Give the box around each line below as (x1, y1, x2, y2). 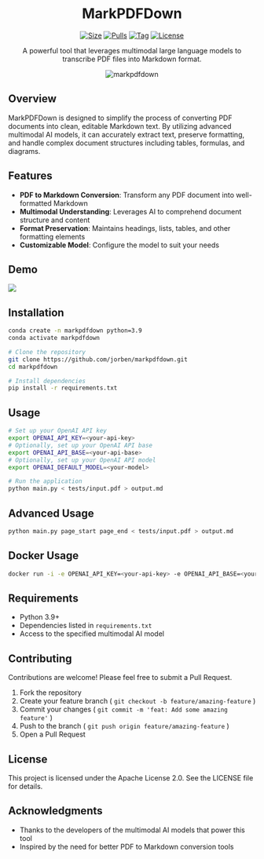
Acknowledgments (8, 804, 104, 817)
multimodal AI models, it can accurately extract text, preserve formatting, (8, 130, 245, 139)
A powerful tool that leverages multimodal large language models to (22, 46, 242, 55)
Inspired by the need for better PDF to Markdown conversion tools (19, 842, 234, 851)
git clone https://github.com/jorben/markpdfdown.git (8, 355, 189, 364)
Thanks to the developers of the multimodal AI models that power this (19, 825, 245, 835)
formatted (19, 198, 53, 208)
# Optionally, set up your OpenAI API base (8, 441, 153, 449)
